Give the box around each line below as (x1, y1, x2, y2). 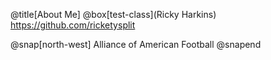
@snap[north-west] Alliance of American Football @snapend (10, 39, 262, 50)
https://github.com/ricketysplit (10, 19, 136, 31)
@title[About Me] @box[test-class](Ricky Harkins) (10, 9, 217, 20)
